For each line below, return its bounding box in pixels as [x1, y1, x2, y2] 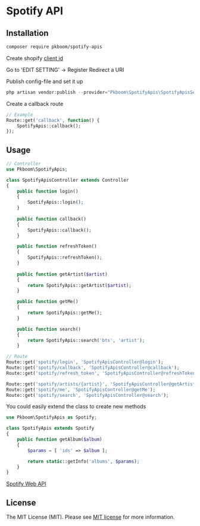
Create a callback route [6, 100, 64, 107]
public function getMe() [17, 299, 79, 305]
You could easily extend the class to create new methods [6, 403, 146, 410]
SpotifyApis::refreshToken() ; [27, 255, 102, 261]
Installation [6, 28, 49, 38]
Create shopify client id [6, 54, 64, 62]
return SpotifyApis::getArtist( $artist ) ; [27, 282, 132, 288]
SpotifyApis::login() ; [27, 199, 84, 206]
